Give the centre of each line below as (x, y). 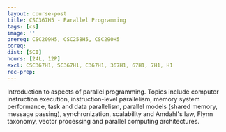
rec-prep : (22, 72)
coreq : (17, 46)
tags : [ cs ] (23, 26)
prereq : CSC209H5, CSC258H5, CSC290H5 (63, 40)
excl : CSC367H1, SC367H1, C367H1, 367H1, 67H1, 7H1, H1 (90, 65)
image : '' (22, 33)
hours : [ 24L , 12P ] (34, 59)
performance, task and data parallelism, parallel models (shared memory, (112, 106)
